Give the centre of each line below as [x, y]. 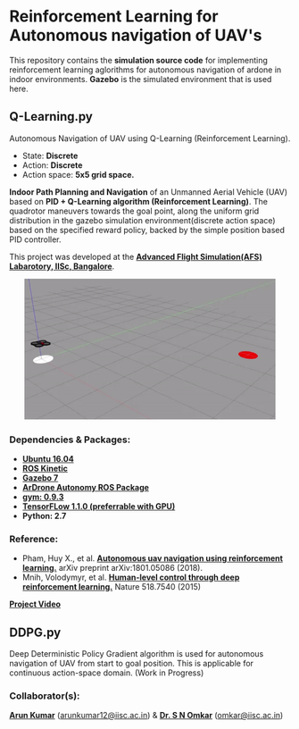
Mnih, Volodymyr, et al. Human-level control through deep [131, 577]
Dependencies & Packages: [70, 440]
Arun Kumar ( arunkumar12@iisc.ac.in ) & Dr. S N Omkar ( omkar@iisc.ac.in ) [146, 716]
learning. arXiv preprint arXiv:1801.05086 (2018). [112, 568]
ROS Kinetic [45, 469]
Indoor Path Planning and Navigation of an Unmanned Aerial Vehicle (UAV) [149, 192]
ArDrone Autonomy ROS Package [86, 488]
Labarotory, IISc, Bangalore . [62, 266]
